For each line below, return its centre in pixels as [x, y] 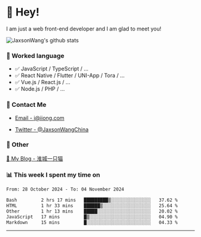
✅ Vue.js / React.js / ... [42, 82]
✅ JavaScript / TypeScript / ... [51, 69]
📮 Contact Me [26, 105]
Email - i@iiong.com [39, 118]
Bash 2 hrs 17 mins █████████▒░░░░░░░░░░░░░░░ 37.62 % [92, 200]
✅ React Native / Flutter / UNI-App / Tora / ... [70, 76]
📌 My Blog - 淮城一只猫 [35, 158]
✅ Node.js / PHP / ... [40, 89]
